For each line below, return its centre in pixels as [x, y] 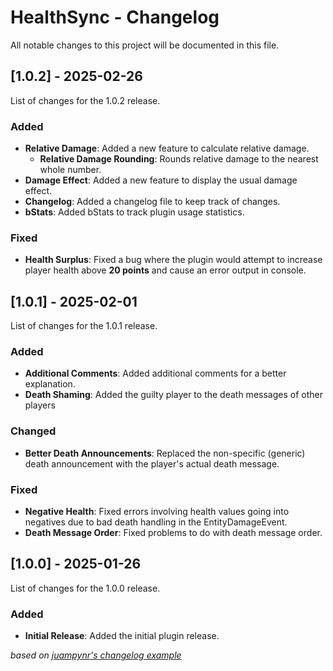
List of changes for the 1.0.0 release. [85, 588]
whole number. [70, 170]
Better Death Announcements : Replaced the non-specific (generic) [165, 453]
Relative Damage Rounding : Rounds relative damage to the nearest [179, 159]
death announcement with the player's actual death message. [152, 463]
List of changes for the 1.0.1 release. [84, 326]
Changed [33, 431]
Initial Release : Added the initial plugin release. [122, 636]
